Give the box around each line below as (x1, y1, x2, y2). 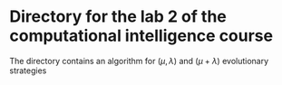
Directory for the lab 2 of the (9, 6, 227, 27)
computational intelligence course (9, 25, 274, 46)
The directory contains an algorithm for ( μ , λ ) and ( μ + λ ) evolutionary (9, 55, 269, 66)
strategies (9, 65, 47, 76)
